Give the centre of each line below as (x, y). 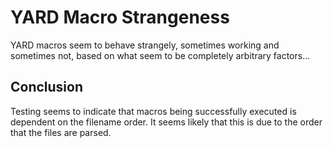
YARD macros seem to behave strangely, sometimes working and (145, 45)
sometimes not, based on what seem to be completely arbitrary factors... (160, 55)
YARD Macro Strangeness (120, 17)
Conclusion (47, 87)
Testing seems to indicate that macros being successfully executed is (153, 111)
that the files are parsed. (61, 132)
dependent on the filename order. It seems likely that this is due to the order (166, 122)
